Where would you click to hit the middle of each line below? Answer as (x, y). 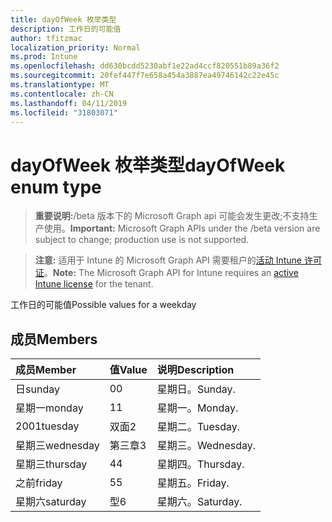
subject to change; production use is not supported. (142, 240)
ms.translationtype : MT (60, 85)
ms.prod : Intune (44, 57)
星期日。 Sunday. (196, 389)
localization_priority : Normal (75, 47)
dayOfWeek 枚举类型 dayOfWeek (148, 165)
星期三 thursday (51, 464)
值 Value (128, 370)
